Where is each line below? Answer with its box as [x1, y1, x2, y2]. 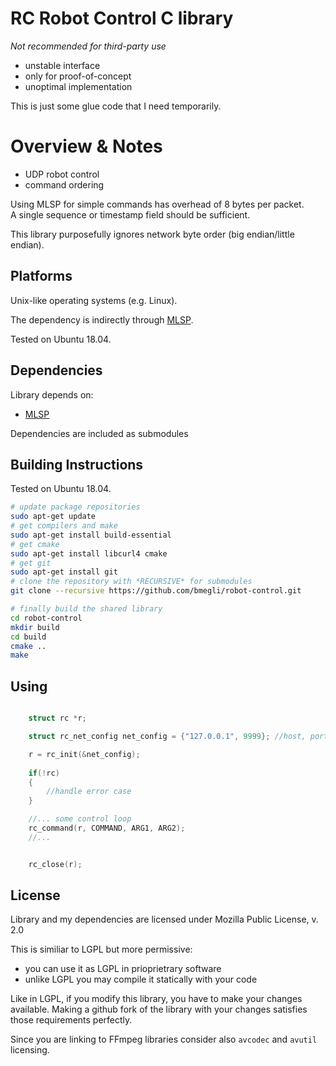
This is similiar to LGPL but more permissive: [10, 943, 193, 956]
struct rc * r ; [28, 713, 87, 724]
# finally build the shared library [10, 604, 163, 614]
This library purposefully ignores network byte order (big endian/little [10, 228, 295, 240]
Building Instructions [10, 456, 144, 473]
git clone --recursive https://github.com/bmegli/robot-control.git [10, 586, 302, 596]
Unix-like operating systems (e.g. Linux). [10, 294, 178, 306]
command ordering [24, 178, 105, 191]
